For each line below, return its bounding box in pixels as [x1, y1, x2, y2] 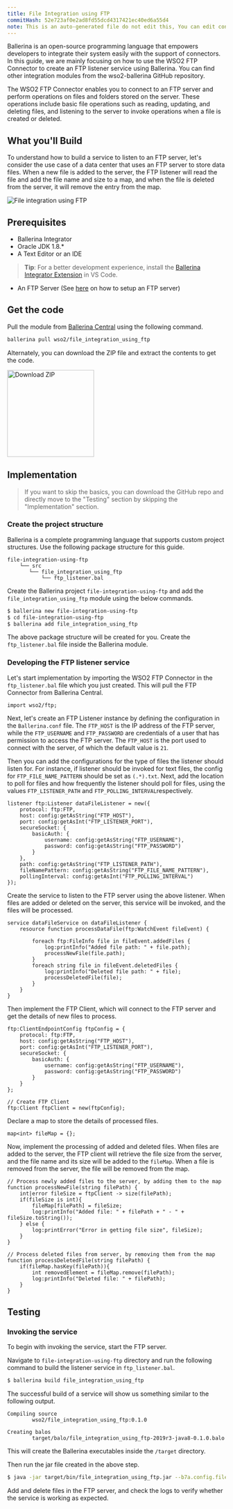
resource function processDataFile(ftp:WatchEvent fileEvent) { [19, 925, 209, 932]
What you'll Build [7, 135, 83, 147]
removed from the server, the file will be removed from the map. [7, 1164, 190, 1173]
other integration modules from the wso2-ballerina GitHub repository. [7, 72, 206, 80]
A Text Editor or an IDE [17, 250, 82, 258]
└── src [19, 562, 42, 569]
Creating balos [7, 1429, 51, 1436]
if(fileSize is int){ [19, 1196, 82, 1203]
